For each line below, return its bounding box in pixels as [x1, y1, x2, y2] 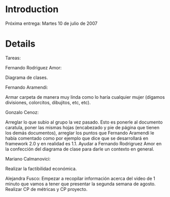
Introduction [5, 4, 59, 15]
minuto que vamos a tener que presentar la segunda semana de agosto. [5, 181, 156, 187]
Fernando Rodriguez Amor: [5, 64, 62, 70]
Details [5, 38, 36, 50]
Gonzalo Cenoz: [5, 109, 39, 115]
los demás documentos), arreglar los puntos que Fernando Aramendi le [5, 130, 155, 136]
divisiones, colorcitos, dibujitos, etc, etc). [5, 99, 91, 105]
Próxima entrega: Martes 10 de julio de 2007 [5, 20, 98, 26]
